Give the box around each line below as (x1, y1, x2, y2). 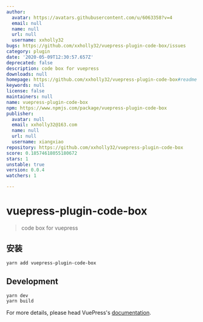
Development (6, 276, 59, 287)
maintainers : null (6, 94, 53, 100)
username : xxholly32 (12, 37, 64, 43)
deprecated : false (6, 60, 53, 66)
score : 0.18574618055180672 (6, 150, 78, 156)
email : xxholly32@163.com (12, 122, 78, 128)
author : (6, 9, 26, 15)
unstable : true (6, 162, 45, 168)
